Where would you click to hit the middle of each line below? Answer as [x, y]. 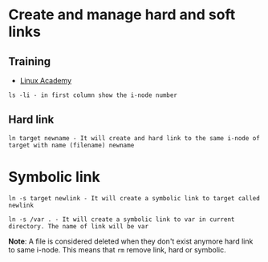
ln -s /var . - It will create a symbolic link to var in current [122, 219]
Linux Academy [46, 81]
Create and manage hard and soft [122, 15]
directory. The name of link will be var [79, 226]
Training [30, 61]
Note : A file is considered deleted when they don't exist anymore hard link [131, 241]
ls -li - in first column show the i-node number [93, 95]
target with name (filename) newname [71, 145]
